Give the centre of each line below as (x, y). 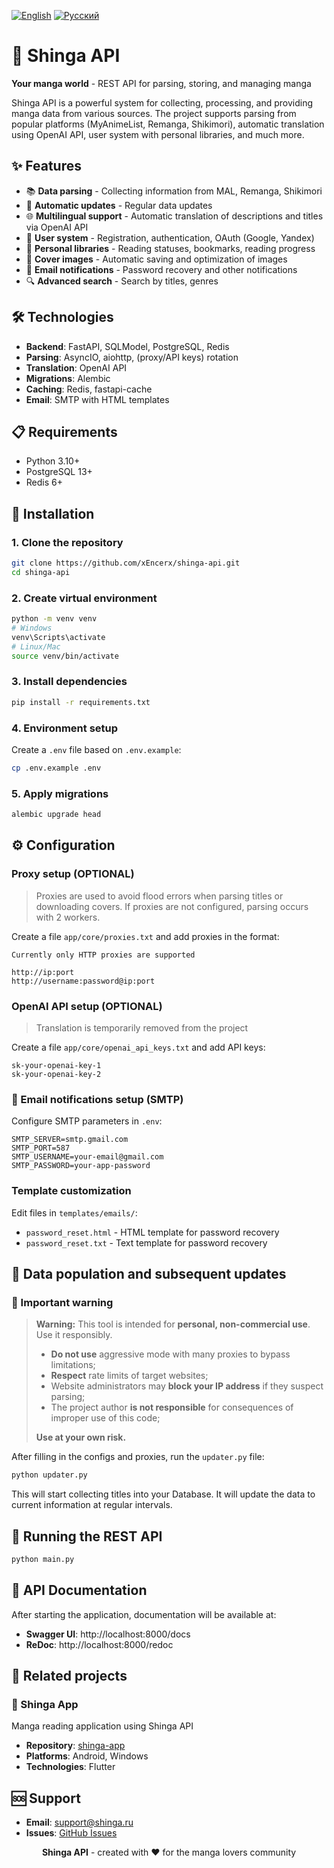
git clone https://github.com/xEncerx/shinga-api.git (126, 563)
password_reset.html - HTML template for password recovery (152, 1232)
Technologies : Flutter (70, 1767)
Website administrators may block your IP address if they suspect (187, 1386)
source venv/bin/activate (65, 656)
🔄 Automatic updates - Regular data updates (119, 205)
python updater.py (49, 1475)
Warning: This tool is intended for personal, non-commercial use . (173, 1324)
